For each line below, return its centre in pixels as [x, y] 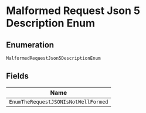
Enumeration [30, 45]
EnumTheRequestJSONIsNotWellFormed [59, 102]
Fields [18, 76]
